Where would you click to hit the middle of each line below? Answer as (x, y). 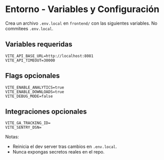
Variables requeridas (39, 45)
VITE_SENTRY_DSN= (23, 128)
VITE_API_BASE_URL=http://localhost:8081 (49, 56)
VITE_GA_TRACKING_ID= (28, 123)
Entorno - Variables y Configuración (83, 9)
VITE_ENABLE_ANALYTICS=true (35, 87)
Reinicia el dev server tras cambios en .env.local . (65, 146)
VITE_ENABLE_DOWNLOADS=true (35, 92)
